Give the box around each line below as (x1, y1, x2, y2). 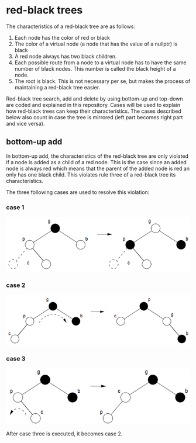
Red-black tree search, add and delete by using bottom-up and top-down (6, 95, 183, 102)
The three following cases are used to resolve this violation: (6, 188, 150, 196)
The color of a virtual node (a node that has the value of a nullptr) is (14, 40, 178, 47)
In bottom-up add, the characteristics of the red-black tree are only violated (6, 153, 189, 160)
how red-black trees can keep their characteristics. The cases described (6, 108, 181, 115)
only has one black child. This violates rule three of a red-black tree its (6, 171, 176, 178)
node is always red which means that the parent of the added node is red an (6, 165, 190, 172)
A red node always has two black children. (14, 53, 117, 60)
